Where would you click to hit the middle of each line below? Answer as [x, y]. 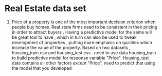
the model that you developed [42, 68]
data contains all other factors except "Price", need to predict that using [83, 63]
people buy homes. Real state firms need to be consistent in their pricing [84, 27]
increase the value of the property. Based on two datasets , [71, 47]
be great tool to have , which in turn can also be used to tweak [74, 37]
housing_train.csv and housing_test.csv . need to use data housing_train [84, 53]
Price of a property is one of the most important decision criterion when [84, 22]
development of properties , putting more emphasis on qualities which [82, 42]
